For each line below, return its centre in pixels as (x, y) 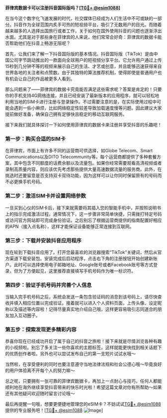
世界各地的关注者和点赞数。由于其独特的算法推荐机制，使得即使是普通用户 (81, 72)
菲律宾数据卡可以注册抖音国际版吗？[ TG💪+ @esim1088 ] (63, 8)
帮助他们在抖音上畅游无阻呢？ (40, 43)
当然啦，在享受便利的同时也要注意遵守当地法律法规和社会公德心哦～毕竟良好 (83, 364)
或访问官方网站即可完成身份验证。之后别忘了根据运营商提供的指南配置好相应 (83, 220)
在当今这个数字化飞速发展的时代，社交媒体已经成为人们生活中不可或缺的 (79, 18)
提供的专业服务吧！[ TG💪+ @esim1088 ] (54, 411)
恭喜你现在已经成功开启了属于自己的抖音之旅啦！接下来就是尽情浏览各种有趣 (83, 341)
